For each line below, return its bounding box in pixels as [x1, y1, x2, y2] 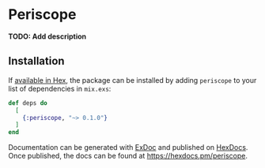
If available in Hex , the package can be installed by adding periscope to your [8, 75, 257, 84]
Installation [8, 54, 65, 68]
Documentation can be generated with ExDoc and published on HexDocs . [8, 143, 248, 152]
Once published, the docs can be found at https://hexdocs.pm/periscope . [8, 151, 248, 161]
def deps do [8, 99, 47, 107]
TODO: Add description [8, 32, 87, 41]
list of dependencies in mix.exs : [8, 84, 112, 93]
